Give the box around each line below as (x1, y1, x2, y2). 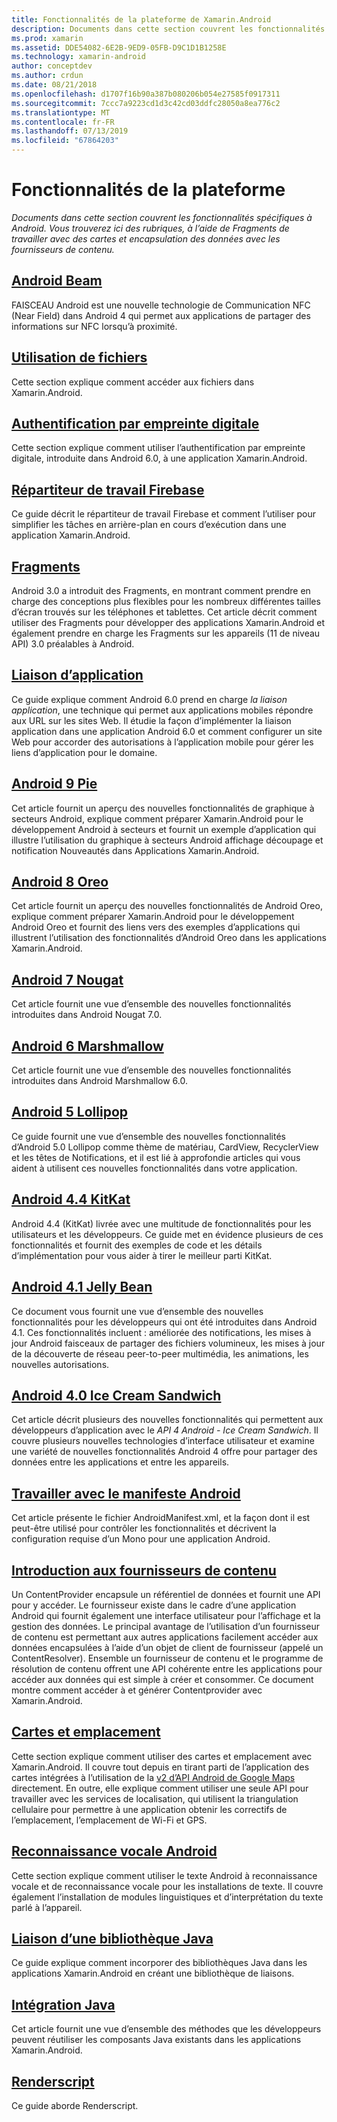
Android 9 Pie (11, 776, 98, 793)
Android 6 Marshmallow (11, 1037, 164, 1055)
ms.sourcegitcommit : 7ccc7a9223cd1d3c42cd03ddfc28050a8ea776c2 (11, 98, 281, 108)
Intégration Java (11, 1996, 116, 2013)
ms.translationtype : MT (11, 107, 111, 118)
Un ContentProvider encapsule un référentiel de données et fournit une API (11, 1588, 321, 1600)
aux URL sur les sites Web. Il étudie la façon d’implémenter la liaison (11, 714, 292, 726)
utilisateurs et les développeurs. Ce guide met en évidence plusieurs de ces (11, 1228, 324, 1240)
